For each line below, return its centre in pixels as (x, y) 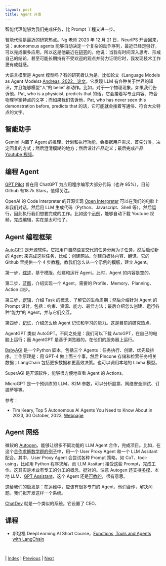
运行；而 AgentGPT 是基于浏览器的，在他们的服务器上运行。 (75, 340)
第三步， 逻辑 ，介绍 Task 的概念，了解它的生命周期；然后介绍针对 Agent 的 (81, 300)
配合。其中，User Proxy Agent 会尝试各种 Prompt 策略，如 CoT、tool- (77, 457)
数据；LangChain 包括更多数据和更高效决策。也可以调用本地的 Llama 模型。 (82, 362)
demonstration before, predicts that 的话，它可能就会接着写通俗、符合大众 (81, 106)
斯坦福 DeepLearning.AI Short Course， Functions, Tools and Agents (82, 533)
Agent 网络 (22, 432)
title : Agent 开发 (23, 14)
